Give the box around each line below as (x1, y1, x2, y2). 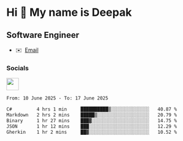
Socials (6, 63, 29, 72)
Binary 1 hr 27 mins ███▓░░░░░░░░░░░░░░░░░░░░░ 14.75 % (6, 117, 177, 124)
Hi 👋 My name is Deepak (6, 5, 132, 20)
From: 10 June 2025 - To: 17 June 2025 (6, 95, 109, 101)
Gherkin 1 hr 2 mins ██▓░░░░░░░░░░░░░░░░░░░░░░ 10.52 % (6, 129, 177, 135)
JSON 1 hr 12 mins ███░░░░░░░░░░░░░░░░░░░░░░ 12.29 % (6, 123, 177, 129)
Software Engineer (6, 30, 80, 40)
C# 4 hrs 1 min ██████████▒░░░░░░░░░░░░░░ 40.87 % (6, 106, 177, 112)
